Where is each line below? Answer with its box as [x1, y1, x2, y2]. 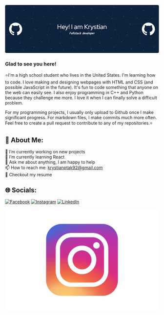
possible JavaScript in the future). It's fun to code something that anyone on [5, 84, 159, 90]
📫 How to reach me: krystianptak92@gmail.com [5, 165, 103, 170]
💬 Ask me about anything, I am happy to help [5, 159, 95, 165]
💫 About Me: [5, 136, 44, 145]
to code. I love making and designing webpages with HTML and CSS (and [5, 79, 153, 85]
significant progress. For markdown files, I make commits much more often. [5, 114, 157, 120]
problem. [5, 100, 23, 105]
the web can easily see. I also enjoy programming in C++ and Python [5, 89, 144, 95]
